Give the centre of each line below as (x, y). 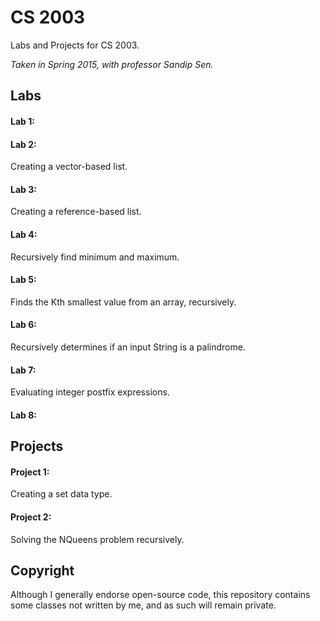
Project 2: (31, 517)
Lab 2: (23, 144)
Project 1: (30, 472)
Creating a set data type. (61, 494)
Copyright (42, 570)
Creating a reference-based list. (76, 212)
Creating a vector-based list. (69, 167)
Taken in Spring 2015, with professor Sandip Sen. (112, 64)
